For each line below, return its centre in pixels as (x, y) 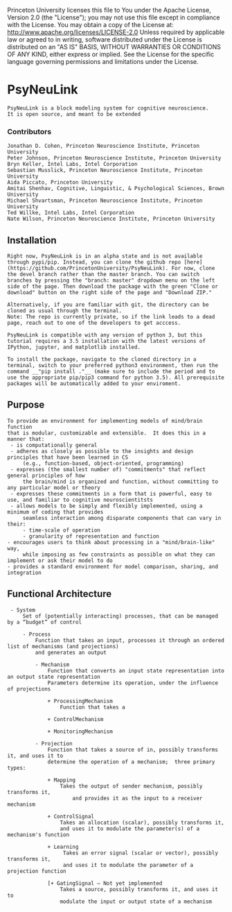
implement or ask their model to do (60, 560)
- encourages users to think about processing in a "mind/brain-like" (111, 542)
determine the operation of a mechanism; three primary (131, 762)
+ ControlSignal (71, 816)
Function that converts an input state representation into (136, 670)
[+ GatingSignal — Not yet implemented (105, 883)
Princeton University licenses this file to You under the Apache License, (109, 10)
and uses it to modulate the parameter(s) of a (130, 829)
